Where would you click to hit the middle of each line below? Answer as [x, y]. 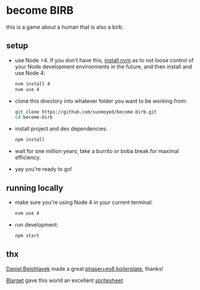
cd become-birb [34, 117]
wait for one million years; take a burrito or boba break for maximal [97, 151]
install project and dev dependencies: [61, 129]
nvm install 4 [32, 84]
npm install [30, 140]
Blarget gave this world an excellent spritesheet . [65, 280]
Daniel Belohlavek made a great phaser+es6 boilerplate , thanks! [85, 268]
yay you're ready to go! [44, 169]
